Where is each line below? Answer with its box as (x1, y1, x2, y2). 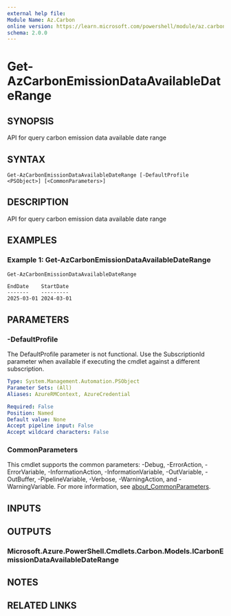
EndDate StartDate (7, 283, 69, 290)
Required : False (7, 403, 54, 410)
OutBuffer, (7, 475, 36, 483)
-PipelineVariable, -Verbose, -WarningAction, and (37, 475, 177, 483)
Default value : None (7, 416, 67, 423)
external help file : (7, 10, 67, 17)
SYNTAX (7, 153, 46, 165)
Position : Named (7, 410, 54, 417)
